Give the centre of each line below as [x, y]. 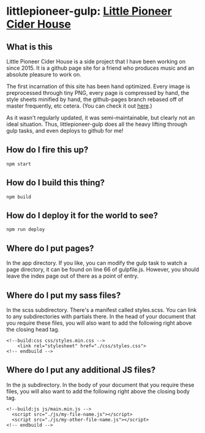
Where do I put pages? [50, 248]
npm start [19, 164]
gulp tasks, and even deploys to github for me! [65, 131]
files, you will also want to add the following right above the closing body [98, 391]
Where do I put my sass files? [64, 295]
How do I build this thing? [56, 183]
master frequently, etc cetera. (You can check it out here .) [79, 106]
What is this [30, 47]
